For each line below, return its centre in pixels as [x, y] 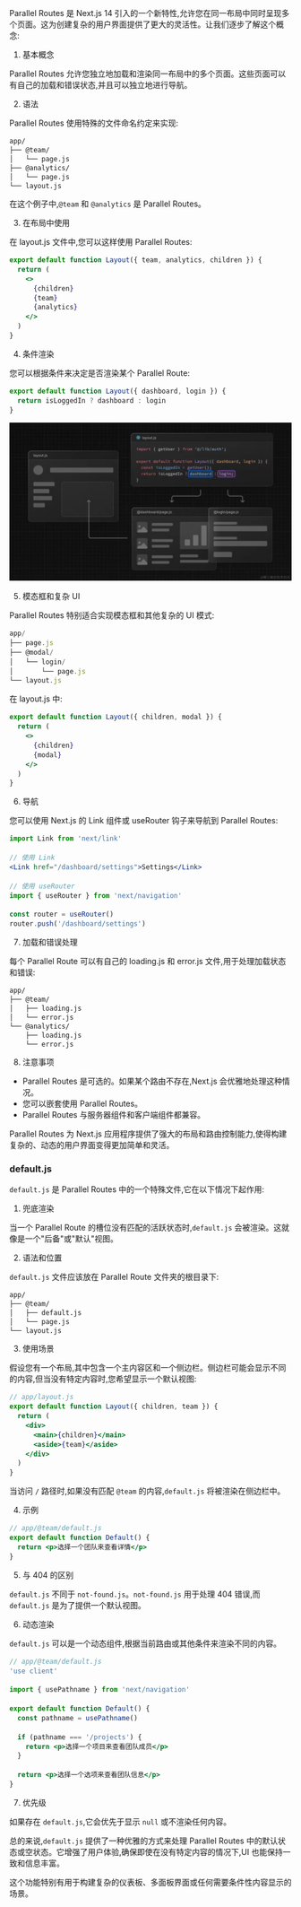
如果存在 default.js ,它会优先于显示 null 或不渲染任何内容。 [120, 1821]
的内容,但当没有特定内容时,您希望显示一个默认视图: [103, 1379]
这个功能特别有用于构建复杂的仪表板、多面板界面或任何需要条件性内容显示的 [150, 1882]
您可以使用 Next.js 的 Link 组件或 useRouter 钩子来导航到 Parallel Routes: [144, 821]
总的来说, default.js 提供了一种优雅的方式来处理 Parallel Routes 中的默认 [144, 1841]
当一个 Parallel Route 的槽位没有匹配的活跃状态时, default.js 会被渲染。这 [146, 1228]
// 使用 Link [32, 858]
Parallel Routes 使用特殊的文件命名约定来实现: [94, 123]
